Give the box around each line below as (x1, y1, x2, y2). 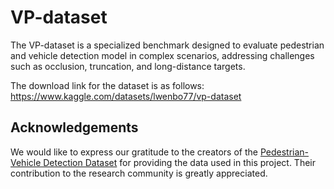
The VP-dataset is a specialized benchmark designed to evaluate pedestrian (10, 39, 325, 51)
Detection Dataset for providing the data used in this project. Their (43, 156, 316, 168)
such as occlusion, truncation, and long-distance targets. (10, 60, 246, 72)
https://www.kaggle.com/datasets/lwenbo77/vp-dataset (10, 90, 242, 102)
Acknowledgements (10, 119, 139, 136)
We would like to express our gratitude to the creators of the (10, 146, 258, 158)
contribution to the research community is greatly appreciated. (10, 167, 268, 179)
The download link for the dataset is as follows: (10, 79, 205, 91)
